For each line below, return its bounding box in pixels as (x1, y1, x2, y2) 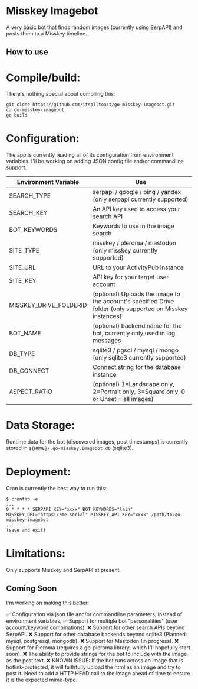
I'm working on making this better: (6, 599, 90, 606)
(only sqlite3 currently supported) (93, 354, 187, 362)
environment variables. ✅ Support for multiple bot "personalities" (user (6, 617, 179, 625)
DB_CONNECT (9, 367, 49, 375)
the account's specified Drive (93, 297, 174, 306)
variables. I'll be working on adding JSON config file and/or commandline (6, 158, 184, 165)
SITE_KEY (9, 277, 37, 285)
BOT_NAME (9, 329, 41, 338)
